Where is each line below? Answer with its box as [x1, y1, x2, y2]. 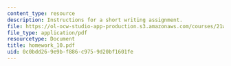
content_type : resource [7, 10, 76, 17]
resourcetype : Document [7, 36, 76, 43]
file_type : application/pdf [7, 29, 88, 36]
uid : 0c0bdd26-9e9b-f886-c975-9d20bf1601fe [7, 49, 134, 56]
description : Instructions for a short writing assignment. [7, 16, 184, 23]
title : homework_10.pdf [7, 42, 76, 49]
